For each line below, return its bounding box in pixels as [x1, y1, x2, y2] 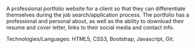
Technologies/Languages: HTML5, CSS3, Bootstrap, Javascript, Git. [6, 36, 175, 42]
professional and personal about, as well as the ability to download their [6, 18, 185, 24]
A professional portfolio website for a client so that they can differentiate [6, 5, 185, 12]
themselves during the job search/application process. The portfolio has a [6, 11, 190, 18]
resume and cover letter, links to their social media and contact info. [6, 24, 175, 31]
